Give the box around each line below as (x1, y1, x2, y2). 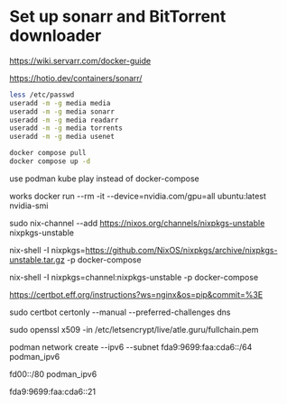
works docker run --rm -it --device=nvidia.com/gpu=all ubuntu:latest (9, 190, 266, 201)
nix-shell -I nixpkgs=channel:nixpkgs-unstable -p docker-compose (9, 271, 259, 282)
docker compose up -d (9, 157, 91, 166)
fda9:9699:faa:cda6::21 (9, 386, 97, 397)
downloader (9, 25, 102, 46)
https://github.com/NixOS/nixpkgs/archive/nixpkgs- (85, 244, 278, 255)
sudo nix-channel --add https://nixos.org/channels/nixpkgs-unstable (9, 217, 265, 228)
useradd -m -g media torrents (9, 124, 124, 133)
